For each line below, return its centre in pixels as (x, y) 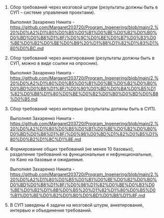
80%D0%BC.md (27, 48)
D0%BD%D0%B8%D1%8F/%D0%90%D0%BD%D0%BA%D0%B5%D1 (83, 88)
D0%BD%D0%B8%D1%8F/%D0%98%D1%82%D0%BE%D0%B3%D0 (82, 185)
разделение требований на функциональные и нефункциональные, (81, 154)
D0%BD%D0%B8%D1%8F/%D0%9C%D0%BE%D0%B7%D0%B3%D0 (83, 38)
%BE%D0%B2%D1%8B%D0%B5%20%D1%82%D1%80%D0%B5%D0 (83, 190)
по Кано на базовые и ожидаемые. (47, 160)
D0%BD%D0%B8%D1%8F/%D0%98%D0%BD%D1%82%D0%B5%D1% (84, 134)
